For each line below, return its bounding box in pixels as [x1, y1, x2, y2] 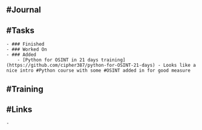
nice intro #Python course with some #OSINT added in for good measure [6, 67, 191, 74]
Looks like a [163, 63, 197, 69]
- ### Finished [6, 42, 45, 48]
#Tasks [6, 25, 35, 36]
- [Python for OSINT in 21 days [17, 57, 99, 63]
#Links [6, 104, 33, 114]
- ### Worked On [6, 46, 47, 53]
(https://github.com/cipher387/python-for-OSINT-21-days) [6, 63, 155, 69]
